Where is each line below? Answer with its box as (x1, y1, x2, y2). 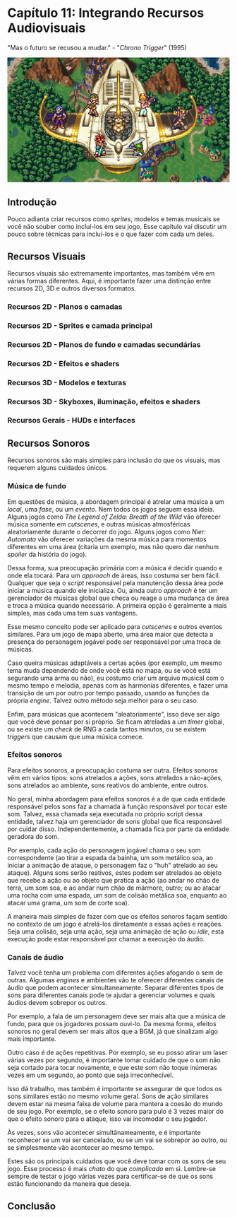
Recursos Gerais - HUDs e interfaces (7, 416, 136, 425)
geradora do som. (7, 832, 59, 840)
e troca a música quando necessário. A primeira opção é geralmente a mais (7, 601, 227, 609)
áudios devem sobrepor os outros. (7, 999, 107, 1007)
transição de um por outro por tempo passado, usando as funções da (7, 688, 209, 697)
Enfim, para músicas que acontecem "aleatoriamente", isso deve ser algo (7, 710, 220, 718)
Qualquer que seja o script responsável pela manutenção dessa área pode (7, 578, 224, 587)
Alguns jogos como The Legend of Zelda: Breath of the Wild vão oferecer (7, 512, 221, 521)
